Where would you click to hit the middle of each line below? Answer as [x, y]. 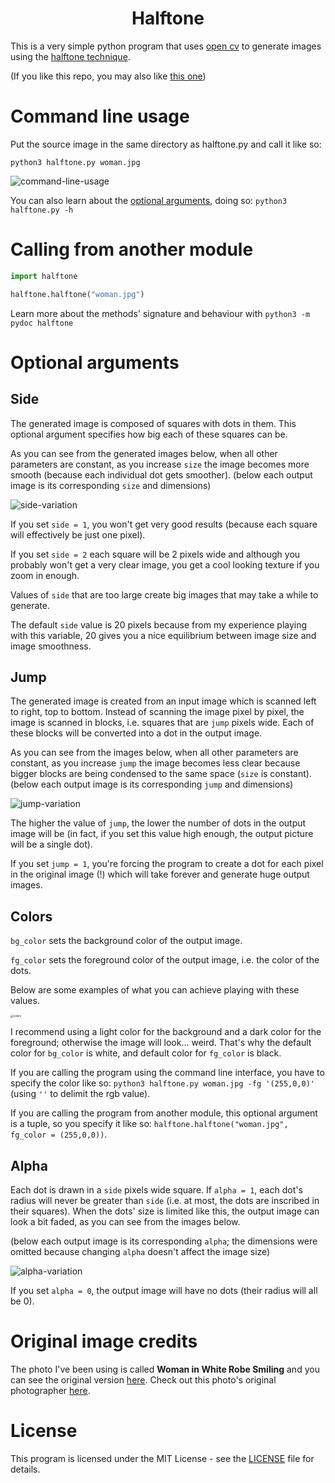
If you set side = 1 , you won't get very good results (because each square [164, 524]
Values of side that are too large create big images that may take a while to [164, 594]
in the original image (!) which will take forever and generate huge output [160, 874]
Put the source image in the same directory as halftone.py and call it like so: [166, 144]
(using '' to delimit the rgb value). [80, 1094]
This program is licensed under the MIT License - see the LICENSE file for [162, 1458]
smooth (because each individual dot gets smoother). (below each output [161, 474]
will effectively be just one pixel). [78, 534]
